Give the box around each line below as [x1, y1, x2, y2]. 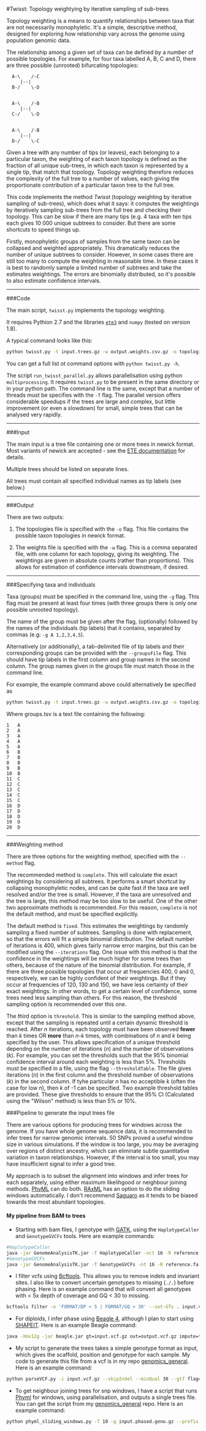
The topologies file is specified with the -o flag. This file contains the [15, 525, 189, 532]
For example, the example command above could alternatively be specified [6, 680, 196, 688]
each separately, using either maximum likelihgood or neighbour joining [6, 1179, 187, 1186]
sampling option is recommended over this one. [6, 1000, 127, 1008]
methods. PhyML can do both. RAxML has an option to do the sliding [6, 1185, 180, 1192]
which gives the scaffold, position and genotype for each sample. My [15, 1351, 190, 1359]
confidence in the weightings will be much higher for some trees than [6, 954, 182, 962]
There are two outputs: [6, 513, 64, 521]
